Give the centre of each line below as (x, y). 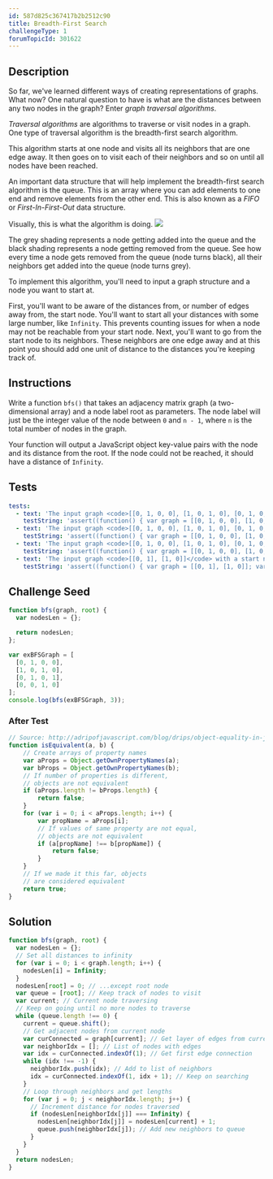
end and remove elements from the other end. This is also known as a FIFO (134, 199)
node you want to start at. (52, 290)
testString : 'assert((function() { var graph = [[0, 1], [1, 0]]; (138, 566)
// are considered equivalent (74, 881)
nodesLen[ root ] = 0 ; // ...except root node (92, 986)
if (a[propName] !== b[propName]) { (100, 843)
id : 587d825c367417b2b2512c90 (60, 16)
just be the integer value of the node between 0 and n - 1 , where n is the (130, 420)
